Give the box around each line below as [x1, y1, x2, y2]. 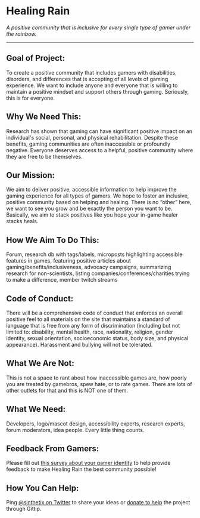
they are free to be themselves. [6, 153, 83, 160]
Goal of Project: [6, 53, 65, 63]
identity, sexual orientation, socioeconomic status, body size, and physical [6, 335, 189, 341]
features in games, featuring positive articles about [6, 257, 131, 264]
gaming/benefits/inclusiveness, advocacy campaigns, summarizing [6, 264, 171, 271]
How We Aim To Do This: [6, 235, 99, 245]
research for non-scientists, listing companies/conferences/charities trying [6, 270, 190, 277]
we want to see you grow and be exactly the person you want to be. [6, 205, 173, 212]
